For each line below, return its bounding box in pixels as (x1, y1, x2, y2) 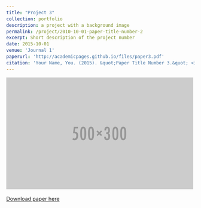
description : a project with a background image (6, 22, 130, 28)
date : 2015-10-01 (6, 41, 50, 47)
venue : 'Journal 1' (6, 48, 55, 54)
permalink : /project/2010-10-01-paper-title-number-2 (6, 29, 144, 35)
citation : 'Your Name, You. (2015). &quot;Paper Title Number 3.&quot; (6, 60, 188, 66)
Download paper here (6, 195, 60, 202)
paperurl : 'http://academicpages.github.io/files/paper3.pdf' (6, 54, 165, 60)
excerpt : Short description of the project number (6, 35, 135, 41)
